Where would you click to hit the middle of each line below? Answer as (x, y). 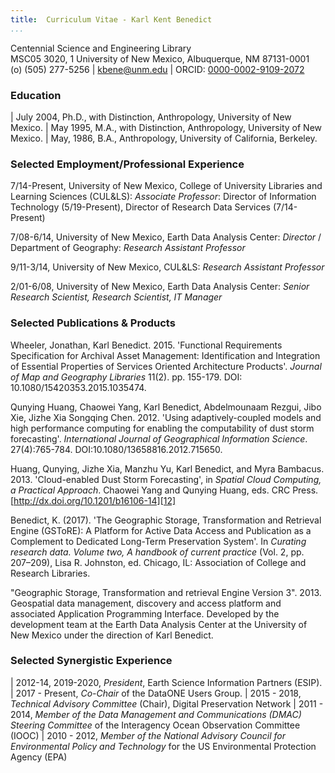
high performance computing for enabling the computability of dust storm (162, 428)
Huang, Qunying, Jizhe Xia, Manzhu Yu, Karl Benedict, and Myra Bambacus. (167, 468)
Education (36, 95)
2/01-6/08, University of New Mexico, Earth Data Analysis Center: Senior (160, 287)
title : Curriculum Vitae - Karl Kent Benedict (111, 19)
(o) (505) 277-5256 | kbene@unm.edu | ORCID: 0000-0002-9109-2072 (157, 69)
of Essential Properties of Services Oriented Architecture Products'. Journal (166, 366)
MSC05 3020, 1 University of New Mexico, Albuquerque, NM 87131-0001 (160, 58)
